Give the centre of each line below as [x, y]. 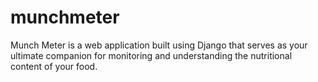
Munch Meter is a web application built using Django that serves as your [159, 45]
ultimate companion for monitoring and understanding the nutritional [151, 55]
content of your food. [54, 66]
